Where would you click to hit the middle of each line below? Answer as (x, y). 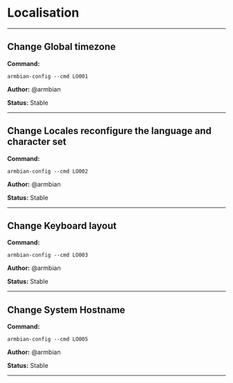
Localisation (43, 13)
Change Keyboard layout (62, 226)
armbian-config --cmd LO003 (48, 255)
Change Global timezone (61, 47)
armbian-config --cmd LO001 (48, 76)
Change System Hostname (66, 310)
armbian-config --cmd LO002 (48, 171)
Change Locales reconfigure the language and (110, 131)
